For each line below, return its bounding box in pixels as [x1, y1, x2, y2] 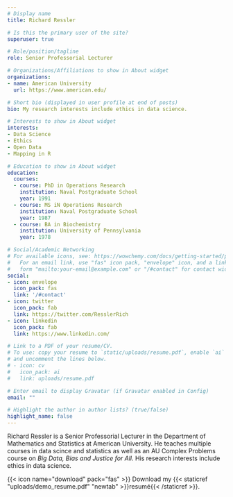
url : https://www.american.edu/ [13, 86, 107, 94]
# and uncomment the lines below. [7, 355, 107, 363]
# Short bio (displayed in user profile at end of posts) [7, 99, 178, 106]
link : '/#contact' [13, 292, 67, 298]
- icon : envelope [7, 278, 58, 285]
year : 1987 [19, 214, 51, 221]
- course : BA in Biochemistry [13, 221, 101, 228]
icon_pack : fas [13, 285, 58, 292]
